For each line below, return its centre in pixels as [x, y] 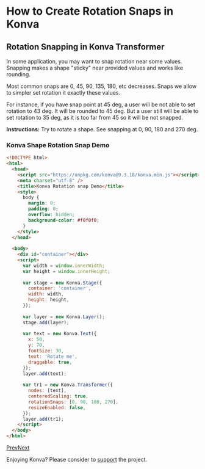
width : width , [46, 294]
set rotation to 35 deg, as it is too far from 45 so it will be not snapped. [95, 118]
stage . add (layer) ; [46, 322]
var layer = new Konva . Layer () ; [63, 317]
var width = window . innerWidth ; [63, 266]
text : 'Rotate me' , [53, 356]
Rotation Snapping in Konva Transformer [85, 47]
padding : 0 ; [44, 209]
